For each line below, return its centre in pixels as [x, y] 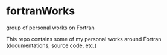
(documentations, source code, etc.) [52, 45]
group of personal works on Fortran [50, 27]
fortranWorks [41, 11]
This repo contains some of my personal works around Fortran [84, 39]
